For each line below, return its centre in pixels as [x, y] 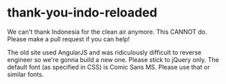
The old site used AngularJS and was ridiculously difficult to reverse [104, 52]
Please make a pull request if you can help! [69, 39]
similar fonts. [26, 74]
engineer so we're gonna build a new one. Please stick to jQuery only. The [113, 59]
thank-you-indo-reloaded [82, 13]
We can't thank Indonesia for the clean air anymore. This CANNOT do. [107, 32]
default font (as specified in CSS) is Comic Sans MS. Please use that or [108, 67]
